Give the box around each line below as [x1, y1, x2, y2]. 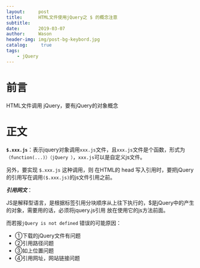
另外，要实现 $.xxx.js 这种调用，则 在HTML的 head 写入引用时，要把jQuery [6, 166, 194, 173]
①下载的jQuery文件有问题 [14, 232, 81, 239]
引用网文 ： [6, 186, 33, 193]
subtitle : [6, 20, 31, 26]
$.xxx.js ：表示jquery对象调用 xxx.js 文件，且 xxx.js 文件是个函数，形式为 [6, 146, 185, 153]
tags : [6, 48, 20, 54]
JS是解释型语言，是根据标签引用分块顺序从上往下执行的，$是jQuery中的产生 [6, 199, 195, 206]
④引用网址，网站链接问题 [14, 254, 81, 261]
